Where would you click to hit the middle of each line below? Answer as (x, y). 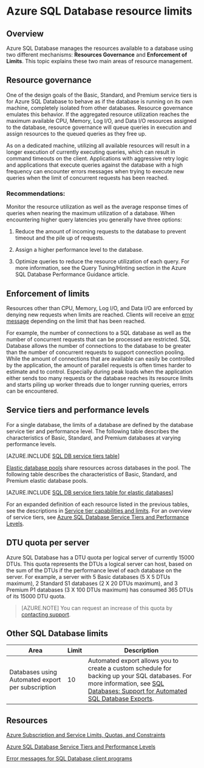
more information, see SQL (126, 683)
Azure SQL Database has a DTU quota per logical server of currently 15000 (100, 557)
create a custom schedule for (130, 668)
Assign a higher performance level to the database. (79, 250)
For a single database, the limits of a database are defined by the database (100, 424)
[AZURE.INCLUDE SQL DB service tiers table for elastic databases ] (90, 492)
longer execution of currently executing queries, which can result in (91, 152)
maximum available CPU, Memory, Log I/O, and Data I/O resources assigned (101, 120)
